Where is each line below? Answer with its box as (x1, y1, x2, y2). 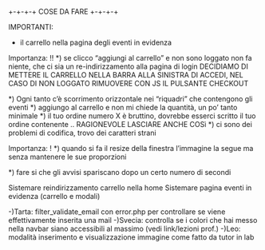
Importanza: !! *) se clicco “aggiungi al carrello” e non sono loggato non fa (8, 54, 252, 62)
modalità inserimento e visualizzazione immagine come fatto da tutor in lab (8, 232, 255, 242)
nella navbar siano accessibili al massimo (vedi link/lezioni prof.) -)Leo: (8, 224, 241, 233)
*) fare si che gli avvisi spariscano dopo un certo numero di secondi (8, 168, 231, 177)
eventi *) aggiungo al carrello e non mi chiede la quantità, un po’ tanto (8, 103, 238, 112)
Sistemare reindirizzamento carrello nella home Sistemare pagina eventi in (8, 183, 252, 192)
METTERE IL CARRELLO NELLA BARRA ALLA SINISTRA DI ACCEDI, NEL (8, 70, 243, 79)
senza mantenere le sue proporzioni (8, 152, 127, 161)
